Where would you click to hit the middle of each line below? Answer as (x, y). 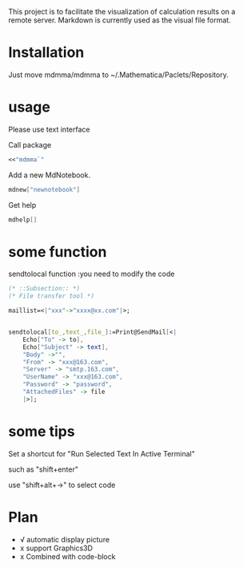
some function (58, 252)
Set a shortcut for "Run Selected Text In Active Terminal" (102, 453)
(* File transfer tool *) (51, 296)
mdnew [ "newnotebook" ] (44, 189)
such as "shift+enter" (43, 469)
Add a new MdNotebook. (49, 175)
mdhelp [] (23, 220)
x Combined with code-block (68, 556)
